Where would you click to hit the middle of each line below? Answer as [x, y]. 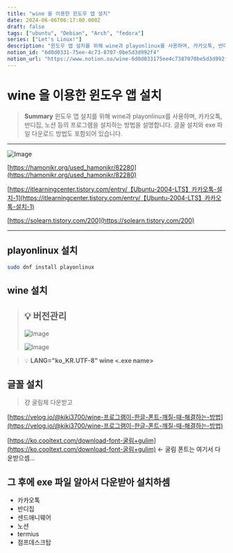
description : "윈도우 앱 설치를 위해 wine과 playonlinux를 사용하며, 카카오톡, [111, 46]
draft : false [26, 26]
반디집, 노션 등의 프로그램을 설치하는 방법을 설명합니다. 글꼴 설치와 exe [120, 125]
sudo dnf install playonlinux [51, 267]
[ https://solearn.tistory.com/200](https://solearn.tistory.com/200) [101, 221]
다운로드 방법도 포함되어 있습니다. [77, 134]
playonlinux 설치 [43, 251]
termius [28, 534]
